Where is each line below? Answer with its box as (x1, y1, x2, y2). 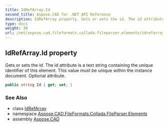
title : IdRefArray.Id (5, 7, 50, 12)
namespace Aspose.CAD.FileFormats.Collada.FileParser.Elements (12, 111, 147, 117)
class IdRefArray (12, 105, 46, 111)
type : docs (5, 21, 28, 26)
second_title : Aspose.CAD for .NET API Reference (5, 12, 111, 17)
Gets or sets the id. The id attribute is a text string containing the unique (5, 62, 153, 68)
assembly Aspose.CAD (12, 116, 60, 122)
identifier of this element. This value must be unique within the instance (5, 67, 152, 73)
